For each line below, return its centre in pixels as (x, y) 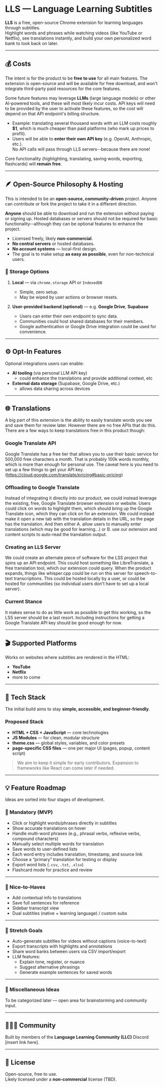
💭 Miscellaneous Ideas (32, 990)
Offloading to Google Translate (42, 487)
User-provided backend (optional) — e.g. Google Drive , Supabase (80, 306)
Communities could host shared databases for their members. (82, 321)
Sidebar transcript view (36, 908)
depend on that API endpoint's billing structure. (52, 113)
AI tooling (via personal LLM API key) (50, 373)
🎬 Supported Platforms (41, 644)
